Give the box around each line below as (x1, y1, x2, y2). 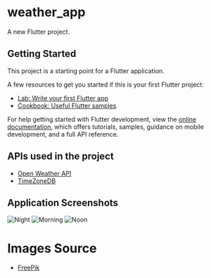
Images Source (7, 240, 97, 256)
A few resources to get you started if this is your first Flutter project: (7, 80, 204, 89)
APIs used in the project (7, 151, 114, 163)
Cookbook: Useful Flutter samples (17, 101, 117, 110)
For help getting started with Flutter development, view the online (7, 115, 197, 123)
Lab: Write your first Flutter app (17, 94, 109, 102)
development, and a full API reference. (7, 129, 119, 138)
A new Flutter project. (7, 27, 70, 36)
